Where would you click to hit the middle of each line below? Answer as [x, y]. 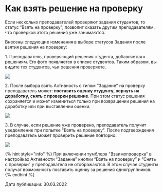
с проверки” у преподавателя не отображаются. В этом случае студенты [81, 164]
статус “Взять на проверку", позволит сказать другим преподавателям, [80, 27]
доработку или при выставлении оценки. [48, 106]
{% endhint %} [20, 174]
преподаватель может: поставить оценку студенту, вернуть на [72, 90]
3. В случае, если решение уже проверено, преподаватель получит [76, 125]
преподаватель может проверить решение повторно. [61, 135]
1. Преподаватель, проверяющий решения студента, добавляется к [75, 56]
